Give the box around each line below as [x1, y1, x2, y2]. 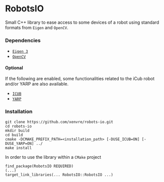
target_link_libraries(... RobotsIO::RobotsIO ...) [5, 172, 113, 177]
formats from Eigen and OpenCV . [5, 24, 68, 30]
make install [5, 145, 32, 150]
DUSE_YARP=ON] [5, 141, 34, 146]
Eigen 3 [12, 49, 28, 54]
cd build [5, 132, 23, 137]
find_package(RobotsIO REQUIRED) [5, 164, 74, 169]
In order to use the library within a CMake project [5, 154, 101, 160]
